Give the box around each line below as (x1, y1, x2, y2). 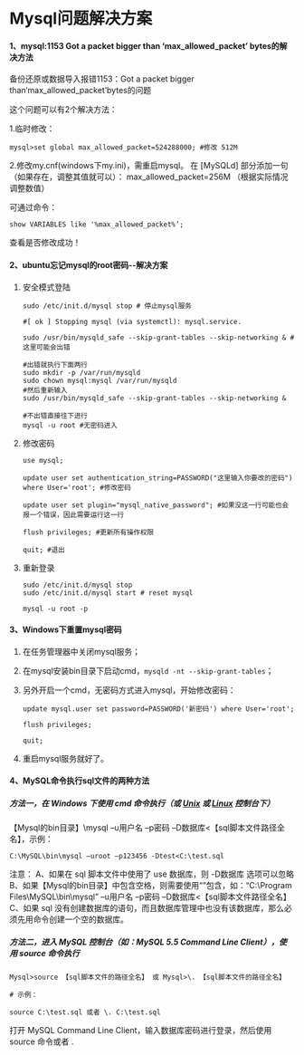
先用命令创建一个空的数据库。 (16, 914, 128, 925)
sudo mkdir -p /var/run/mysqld (22, 368, 141, 377)
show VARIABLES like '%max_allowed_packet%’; (9, 220, 184, 229)
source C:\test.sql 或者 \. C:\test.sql (9, 1008, 161, 1017)
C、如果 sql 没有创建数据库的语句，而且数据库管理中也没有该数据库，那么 (9, 903, 285, 914)
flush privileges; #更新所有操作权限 (22, 527, 154, 537)
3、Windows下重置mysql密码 (9, 624, 122, 635)
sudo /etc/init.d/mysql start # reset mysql (22, 588, 194, 598)
